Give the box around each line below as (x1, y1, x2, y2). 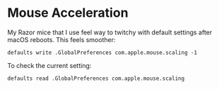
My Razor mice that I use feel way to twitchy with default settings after (7, 28, 213, 36)
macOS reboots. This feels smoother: (7, 35, 116, 43)
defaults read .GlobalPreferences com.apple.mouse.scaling (7, 75, 185, 82)
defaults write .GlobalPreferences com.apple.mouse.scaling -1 (7, 49, 198, 56)
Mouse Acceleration (7, 5, 129, 21)
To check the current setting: (7, 61, 92, 69)
